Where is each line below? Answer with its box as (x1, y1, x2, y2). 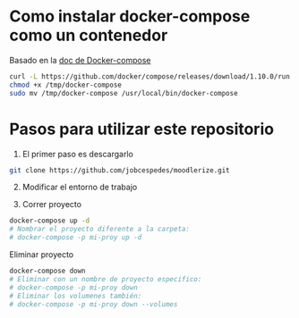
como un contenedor (9, 25, 168, 46)
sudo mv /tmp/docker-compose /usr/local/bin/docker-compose (9, 88, 239, 97)
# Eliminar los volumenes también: (9, 291, 142, 300)
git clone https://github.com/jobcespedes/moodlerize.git (9, 165, 230, 175)
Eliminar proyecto (9, 249, 74, 260)
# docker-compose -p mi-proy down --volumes (9, 299, 178, 309)
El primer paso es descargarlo (21, 148, 134, 159)
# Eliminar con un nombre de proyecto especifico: (9, 274, 202, 283)
